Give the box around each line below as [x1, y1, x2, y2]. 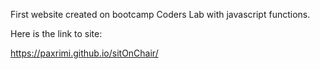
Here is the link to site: [10, 28, 103, 39]
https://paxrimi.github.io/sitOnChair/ [10, 47, 159, 59]
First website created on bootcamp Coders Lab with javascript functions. [10, 9, 311, 20]
